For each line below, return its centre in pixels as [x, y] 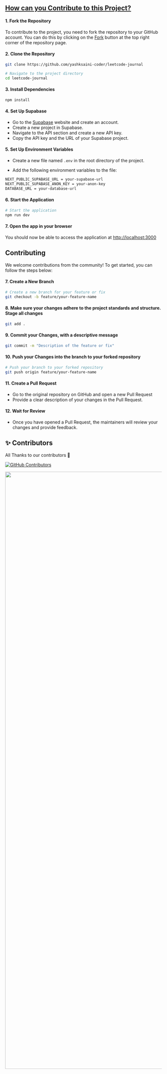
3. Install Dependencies [30, 90]
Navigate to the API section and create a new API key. [67, 133]
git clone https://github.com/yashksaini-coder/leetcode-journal [74, 64]
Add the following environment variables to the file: [65, 170]
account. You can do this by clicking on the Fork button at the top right [78, 37]
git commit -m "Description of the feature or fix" [60, 345]
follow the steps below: [29, 270]
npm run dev [17, 215]
